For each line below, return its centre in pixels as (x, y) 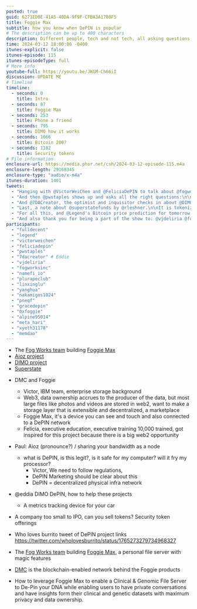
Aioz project (29, 356)
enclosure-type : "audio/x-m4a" (44, 175)
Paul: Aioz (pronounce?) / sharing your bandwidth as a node (87, 446)
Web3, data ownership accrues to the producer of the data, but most (106, 398)
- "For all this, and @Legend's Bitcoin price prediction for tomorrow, (102, 214)
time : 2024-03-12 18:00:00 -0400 (47, 45)
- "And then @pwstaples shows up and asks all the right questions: (97, 197)
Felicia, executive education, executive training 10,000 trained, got (103, 429)
